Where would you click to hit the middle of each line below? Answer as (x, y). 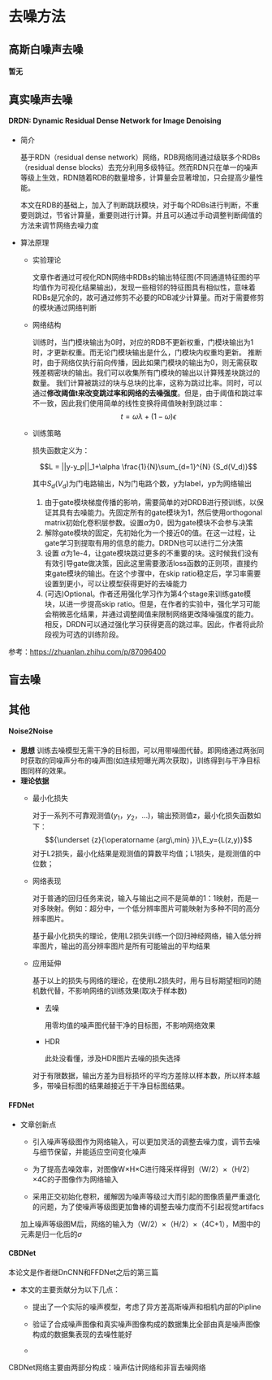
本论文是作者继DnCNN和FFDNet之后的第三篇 (84, 1272)
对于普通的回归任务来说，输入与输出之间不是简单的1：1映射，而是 (142, 899)
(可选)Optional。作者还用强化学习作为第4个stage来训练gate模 (148, 594)
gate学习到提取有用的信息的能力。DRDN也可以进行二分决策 (144, 542)
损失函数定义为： (61, 450)
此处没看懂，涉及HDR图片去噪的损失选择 (112, 1059)
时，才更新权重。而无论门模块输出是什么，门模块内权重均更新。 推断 (147, 352)
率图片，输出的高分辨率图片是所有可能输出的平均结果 (121, 946)
